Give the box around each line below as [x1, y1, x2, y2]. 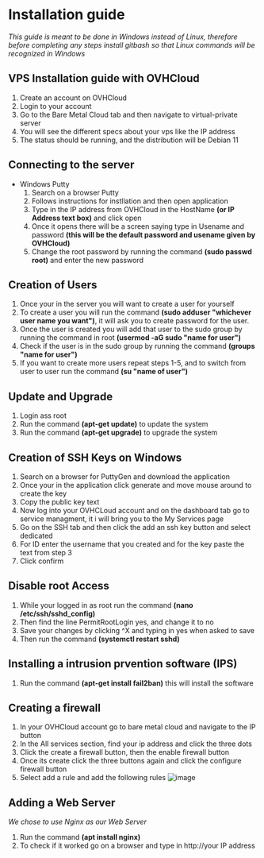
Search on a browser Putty [31, 187, 119, 197]
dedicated [19, 531, 53, 540]
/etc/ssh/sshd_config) [19, 609, 96, 618]
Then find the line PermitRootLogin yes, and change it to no [19, 617, 214, 627]
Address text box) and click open [31, 213, 142, 222]
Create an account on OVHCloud [19, 93, 127, 102]
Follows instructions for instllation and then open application [31, 196, 228, 206]
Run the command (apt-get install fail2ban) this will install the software [19, 678, 254, 688]
